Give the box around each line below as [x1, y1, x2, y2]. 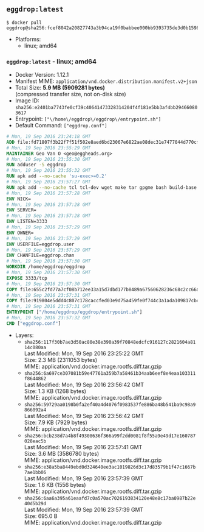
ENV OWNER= [6, 230, 34, 236]
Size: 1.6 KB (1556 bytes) [24, 481, 86, 488]
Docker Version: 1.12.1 [15, 71, 69, 79]
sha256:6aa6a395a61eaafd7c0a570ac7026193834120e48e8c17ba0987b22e [24, 495, 196, 502]
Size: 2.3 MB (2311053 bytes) [24, 356, 98, 363]
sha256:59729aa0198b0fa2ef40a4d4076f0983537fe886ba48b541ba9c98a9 [24, 402, 196, 408]
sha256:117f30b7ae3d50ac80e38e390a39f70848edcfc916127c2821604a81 [24, 339, 196, 345]
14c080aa [24, 344, 47, 350]
